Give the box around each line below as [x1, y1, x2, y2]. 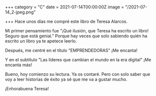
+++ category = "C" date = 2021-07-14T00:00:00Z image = [5, 4, 125, 10]
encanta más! [5, 62, 32, 68]
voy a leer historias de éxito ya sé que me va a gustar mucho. [5, 77, 127, 82]
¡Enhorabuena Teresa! [5, 86, 49, 91]
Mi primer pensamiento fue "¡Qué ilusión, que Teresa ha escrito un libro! [5, 28, 149, 33]
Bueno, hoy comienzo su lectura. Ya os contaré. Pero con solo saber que [5, 71, 150, 77]
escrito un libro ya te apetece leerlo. [5, 38, 77, 44]
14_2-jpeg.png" [5, 9, 36, 15]
